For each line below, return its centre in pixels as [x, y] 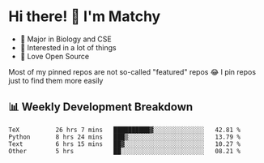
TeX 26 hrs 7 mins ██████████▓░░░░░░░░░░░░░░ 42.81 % [125, 130]
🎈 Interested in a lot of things [68, 47]
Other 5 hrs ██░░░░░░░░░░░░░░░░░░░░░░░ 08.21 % [125, 151]
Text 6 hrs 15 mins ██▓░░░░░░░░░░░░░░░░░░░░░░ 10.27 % [125, 144]
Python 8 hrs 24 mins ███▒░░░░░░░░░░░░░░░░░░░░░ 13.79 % [125, 137]
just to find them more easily [56, 80]
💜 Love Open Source [55, 56]
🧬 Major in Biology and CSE [66, 39]
